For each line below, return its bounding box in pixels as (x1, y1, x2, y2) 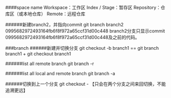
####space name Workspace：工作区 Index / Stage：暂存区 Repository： (5, 5, 161, 10)
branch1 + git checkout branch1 (5, 51, 71, 57)
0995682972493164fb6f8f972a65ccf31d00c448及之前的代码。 (5, 35, 140, 40)
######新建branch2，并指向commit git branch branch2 (5, 22, 124, 27)
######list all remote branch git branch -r (5, 60, 94, 67)
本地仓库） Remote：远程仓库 (22, 11, 86, 17)
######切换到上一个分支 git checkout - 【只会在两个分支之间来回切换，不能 (5, 81, 166, 87)
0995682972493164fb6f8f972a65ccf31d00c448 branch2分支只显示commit (5, 28, 165, 34)
